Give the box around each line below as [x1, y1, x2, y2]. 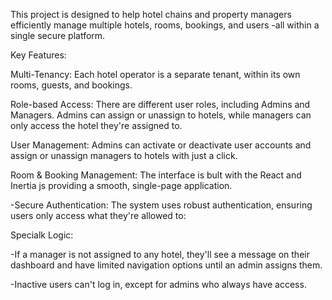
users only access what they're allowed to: [10, 210, 187, 221]
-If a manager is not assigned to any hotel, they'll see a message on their [10, 249, 310, 260]
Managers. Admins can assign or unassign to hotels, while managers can [10, 109, 312, 121]
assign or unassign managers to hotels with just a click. [10, 150, 238, 161]
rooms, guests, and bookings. [10, 79, 133, 91]
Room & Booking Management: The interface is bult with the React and [10, 169, 302, 181]
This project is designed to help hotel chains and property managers [10, 9, 292, 20]
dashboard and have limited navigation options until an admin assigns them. [10, 259, 323, 271]
